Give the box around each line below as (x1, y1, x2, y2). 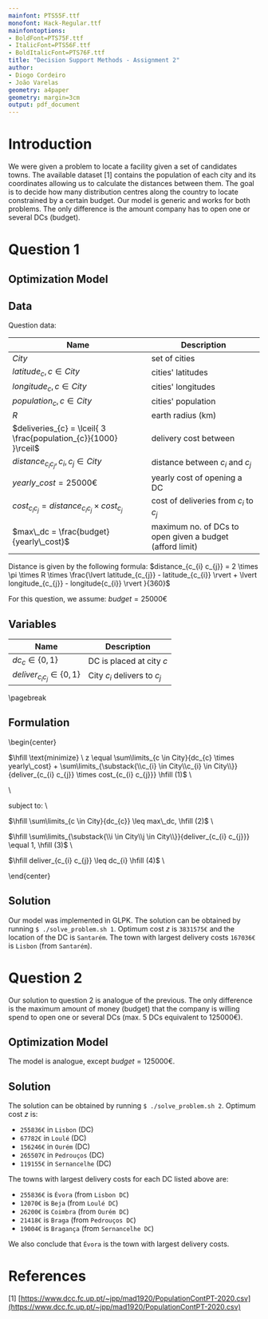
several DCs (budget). (8, 213, 81, 222)
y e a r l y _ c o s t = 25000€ (12, 477, 98, 488)
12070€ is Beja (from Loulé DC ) (19, 1198, 119, 1208)
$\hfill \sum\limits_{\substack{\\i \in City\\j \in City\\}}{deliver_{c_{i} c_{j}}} (8, 832, 250, 841)
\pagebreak (8, 693, 46, 703)
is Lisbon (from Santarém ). (8, 940, 93, 951)
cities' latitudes (151, 367, 209, 378)
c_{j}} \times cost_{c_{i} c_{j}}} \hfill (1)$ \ (56, 769, 192, 779)
